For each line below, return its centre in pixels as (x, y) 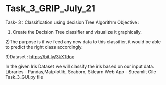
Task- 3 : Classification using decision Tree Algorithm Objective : (72, 22)
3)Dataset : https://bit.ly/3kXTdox (40, 57)
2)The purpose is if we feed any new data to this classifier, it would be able (83, 42)
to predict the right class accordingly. (44, 47)
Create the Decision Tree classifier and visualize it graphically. (77, 32)
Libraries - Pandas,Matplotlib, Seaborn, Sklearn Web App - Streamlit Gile (81, 72)
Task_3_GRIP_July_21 (50, 9)
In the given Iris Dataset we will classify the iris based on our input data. (80, 66)
